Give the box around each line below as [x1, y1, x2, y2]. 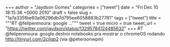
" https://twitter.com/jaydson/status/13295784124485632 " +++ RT [5, 25, 144, 31]
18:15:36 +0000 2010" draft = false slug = [5, 9, 92, 15]
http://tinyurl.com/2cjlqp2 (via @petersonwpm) [5, 36, 104, 42]
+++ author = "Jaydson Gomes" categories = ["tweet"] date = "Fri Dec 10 [5, 4, 158, 10]
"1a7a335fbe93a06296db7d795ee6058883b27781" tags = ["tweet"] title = [5, 15, 161, 20]
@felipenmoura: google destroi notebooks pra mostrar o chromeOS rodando [5, 31, 165, 36]
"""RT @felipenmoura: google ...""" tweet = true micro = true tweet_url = [5, 20, 157, 26]
